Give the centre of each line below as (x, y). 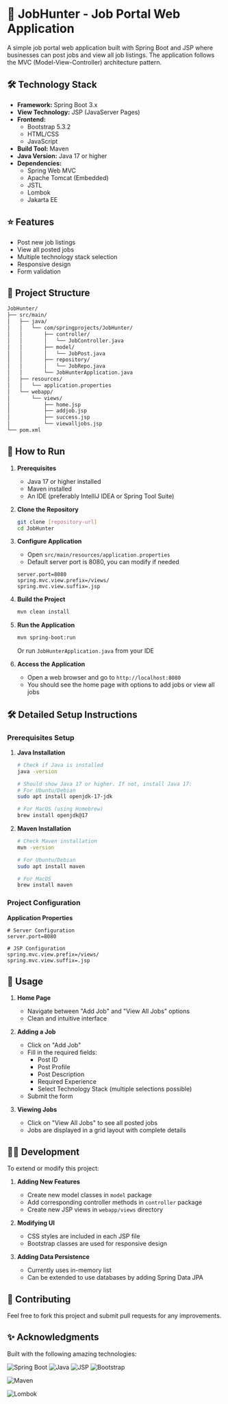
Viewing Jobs (37, 1110)
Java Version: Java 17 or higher (62, 156)
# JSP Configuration (37, 948)
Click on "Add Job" (54, 1045)
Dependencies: (39, 163)
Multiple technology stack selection (67, 256)
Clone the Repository (48, 509)
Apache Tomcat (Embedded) (68, 177)
